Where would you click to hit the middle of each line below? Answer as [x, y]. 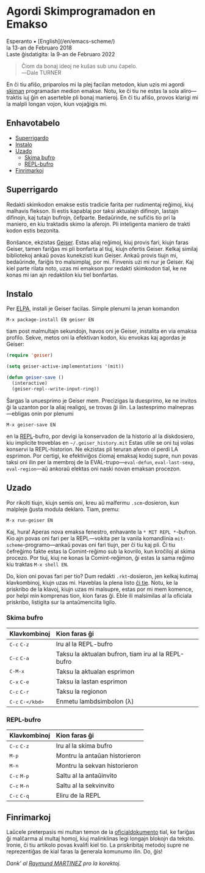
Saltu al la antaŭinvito [86, 776]
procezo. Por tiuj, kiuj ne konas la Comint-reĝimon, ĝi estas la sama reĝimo [100, 557]
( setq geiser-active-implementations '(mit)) [65, 366]
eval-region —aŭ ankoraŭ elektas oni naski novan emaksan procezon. [94, 469]
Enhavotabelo [33, 123]
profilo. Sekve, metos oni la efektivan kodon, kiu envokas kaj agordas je [96, 338]
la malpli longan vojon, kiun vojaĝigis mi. [57, 104]
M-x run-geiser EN [30, 520]
